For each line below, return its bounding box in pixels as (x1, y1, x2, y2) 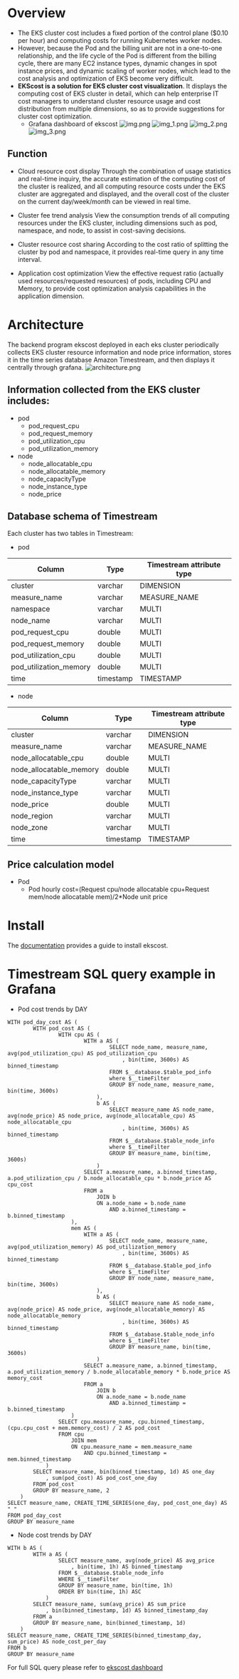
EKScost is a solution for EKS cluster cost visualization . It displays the (17, 81, 228, 90)
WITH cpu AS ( (58, 1031, 100, 1038)
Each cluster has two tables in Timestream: (7, 529, 134, 538)
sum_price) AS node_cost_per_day (7, 1638, 107, 1645)
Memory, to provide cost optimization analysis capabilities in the (17, 284, 206, 293)
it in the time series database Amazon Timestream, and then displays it (7, 355, 215, 364)
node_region (11, 811, 53, 821)
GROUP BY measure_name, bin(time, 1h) (58, 1582, 174, 1589)
